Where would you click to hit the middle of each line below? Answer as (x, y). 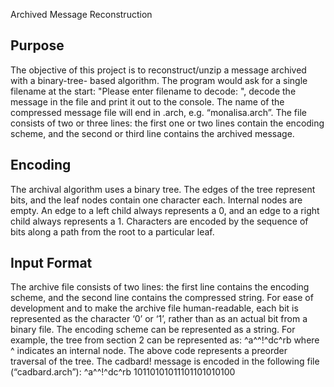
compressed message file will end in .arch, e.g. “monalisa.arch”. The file (158, 112)
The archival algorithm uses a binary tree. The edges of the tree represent (163, 189)
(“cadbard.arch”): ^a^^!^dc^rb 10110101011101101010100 (123, 372)
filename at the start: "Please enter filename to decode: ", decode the (153, 91)
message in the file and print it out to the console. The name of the (147, 101)
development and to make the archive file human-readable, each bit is (154, 308)
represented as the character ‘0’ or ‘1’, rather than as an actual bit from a (159, 319)
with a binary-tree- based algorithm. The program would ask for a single (159, 80)
